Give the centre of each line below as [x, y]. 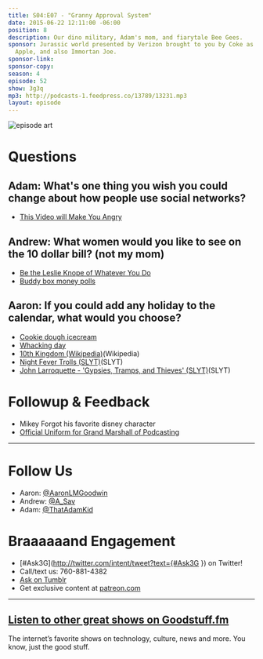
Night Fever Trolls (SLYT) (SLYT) [71, 362]
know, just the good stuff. [49, 647]
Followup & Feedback [79, 402]
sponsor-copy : [31, 67]
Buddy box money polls [58, 281]
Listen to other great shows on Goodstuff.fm [119, 619]
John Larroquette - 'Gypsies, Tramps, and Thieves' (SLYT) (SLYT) [125, 370]
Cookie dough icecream [58, 337]
